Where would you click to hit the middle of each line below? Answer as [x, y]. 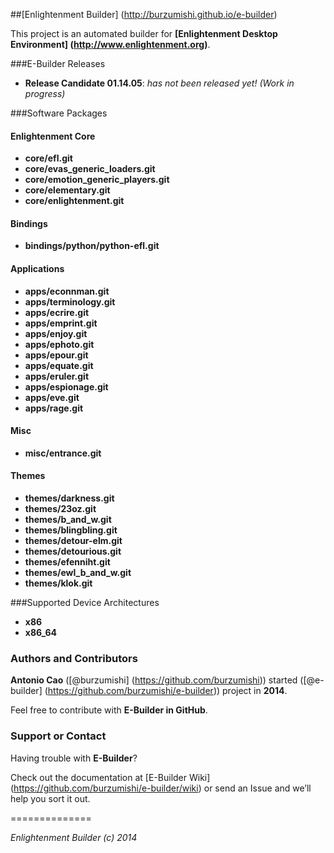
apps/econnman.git [67, 291]
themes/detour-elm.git [73, 541]
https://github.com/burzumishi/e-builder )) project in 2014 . [167, 691]
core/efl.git [48, 158]
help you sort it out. [50, 798]
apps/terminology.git [70, 301]
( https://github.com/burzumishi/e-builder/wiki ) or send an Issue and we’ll [161, 788]
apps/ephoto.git [59, 344]
